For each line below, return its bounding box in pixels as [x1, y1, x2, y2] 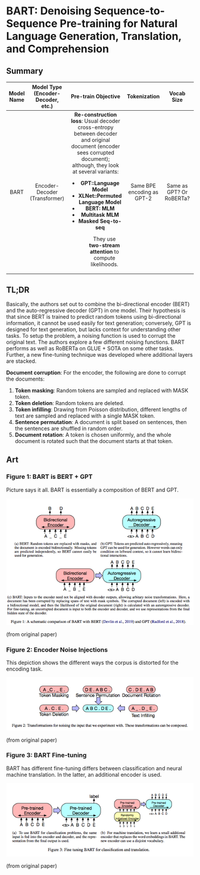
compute [93, 254, 115, 261]
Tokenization [127, 93, 160, 99]
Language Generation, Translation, [6, 30, 182, 43]
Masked [78, 217, 99, 225]
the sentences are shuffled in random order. [14, 425, 123, 432]
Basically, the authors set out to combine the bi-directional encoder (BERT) [6, 301, 190, 308]
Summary [6, 66, 43, 76]
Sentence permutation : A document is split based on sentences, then [14, 419, 187, 426]
